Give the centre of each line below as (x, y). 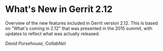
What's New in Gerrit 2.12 (59, 9)
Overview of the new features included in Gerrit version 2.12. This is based (81, 23)
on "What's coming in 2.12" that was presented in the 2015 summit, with (79, 28)
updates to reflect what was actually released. (53, 33)
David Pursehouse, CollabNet (36, 43)
